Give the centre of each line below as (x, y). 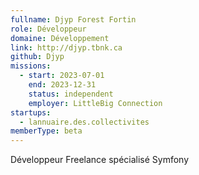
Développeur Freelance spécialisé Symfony (100, 160)
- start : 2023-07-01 (62, 76)
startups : (31, 112)
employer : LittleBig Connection (95, 103)
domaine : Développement (60, 38)
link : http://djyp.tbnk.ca (66, 47)
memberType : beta (46, 131)
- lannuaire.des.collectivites (84, 122)
